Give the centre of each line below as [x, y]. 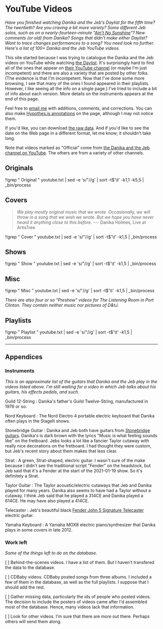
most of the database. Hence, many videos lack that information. [70, 607]
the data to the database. [30, 567]
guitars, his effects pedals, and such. [42, 392]
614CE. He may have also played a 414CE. [47, 500]
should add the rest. [25, 587]
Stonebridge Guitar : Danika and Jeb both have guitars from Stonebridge [78, 430]
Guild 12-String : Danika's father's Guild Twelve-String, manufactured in [77, 401]
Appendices [24, 357]
